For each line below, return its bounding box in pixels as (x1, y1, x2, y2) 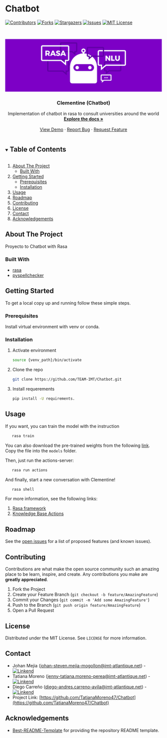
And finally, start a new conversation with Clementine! (5, 476, 116, 483)
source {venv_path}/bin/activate (12, 358, 82, 363)
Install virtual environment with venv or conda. (5, 324, 100, 330)
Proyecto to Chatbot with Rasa (5, 243, 68, 249)
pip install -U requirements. (12, 396, 76, 401)
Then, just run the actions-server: (5, 457, 74, 463)
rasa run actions (11, 467, 48, 473)
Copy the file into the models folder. (5, 447, 77, 453)
